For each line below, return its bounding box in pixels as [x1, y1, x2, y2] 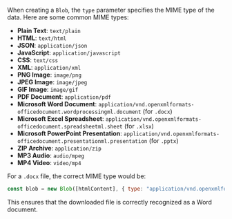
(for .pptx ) [148, 137, 179, 144]
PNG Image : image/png [17, 70, 81, 79]
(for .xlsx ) [124, 122, 154, 130]
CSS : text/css [17, 56, 59, 64]
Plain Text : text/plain [17, 27, 81, 35]
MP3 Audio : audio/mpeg [17, 151, 85, 160]
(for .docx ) [142, 107, 173, 115]
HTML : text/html [17, 34, 67, 42]
